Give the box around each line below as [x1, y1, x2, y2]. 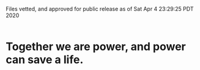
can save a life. [6, 53, 84, 67]
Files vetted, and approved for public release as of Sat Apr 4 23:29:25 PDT [6, 6, 194, 12]
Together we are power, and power [6, 40, 186, 54]
